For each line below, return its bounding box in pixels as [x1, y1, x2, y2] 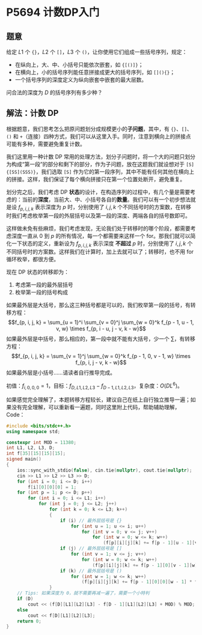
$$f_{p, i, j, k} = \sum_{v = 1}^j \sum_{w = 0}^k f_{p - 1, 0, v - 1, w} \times [11, 353, 191, 360]
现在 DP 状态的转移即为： [6, 269, 69, 276]
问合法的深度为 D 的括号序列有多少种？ [6, 89, 103, 96]
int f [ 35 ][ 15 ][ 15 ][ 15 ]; [6, 451, 66, 457]
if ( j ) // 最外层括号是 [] [60, 545, 122, 551]
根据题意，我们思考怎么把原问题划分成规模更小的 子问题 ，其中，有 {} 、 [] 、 [6, 125, 192, 132]
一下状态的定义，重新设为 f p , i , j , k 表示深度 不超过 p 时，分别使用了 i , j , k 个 [11, 240, 193, 248]
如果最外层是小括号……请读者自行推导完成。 [6, 369, 116, 376]
